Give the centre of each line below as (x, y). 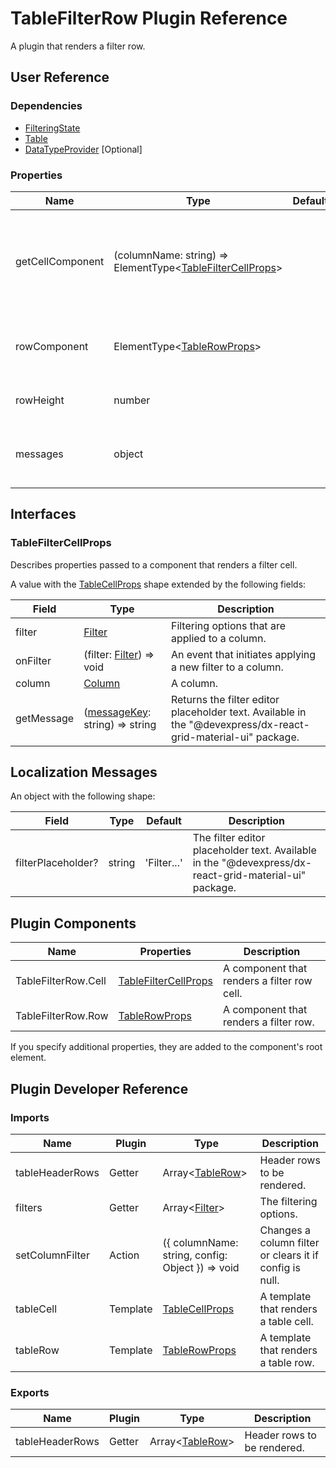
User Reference (60, 77)
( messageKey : (117, 712)
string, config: (195, 1255)
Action (124, 1255)
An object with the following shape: (83, 796)
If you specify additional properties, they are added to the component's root (166, 1047)
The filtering (288, 1201)
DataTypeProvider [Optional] (83, 149)
